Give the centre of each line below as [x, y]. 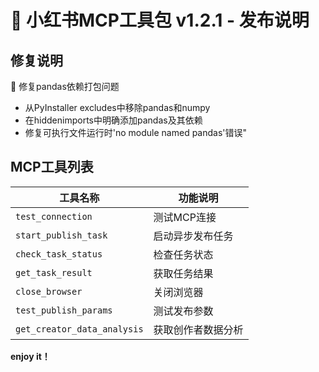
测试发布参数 [183, 311]
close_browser [49, 291]
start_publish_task [61, 235]
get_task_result [54, 272]
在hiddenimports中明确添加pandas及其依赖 [113, 120]
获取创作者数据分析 [198, 329]
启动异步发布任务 [193, 236]
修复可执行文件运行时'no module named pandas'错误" [136, 132]
